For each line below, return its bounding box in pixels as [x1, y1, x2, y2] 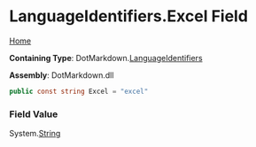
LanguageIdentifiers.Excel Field [9, 6, 248, 27]
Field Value [9, 108, 58, 120]
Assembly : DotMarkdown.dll [9, 69, 114, 81]
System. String [9, 128, 61, 139]
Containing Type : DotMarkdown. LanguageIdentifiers [9, 52, 203, 63]
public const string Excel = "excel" [9, 87, 149, 96]
